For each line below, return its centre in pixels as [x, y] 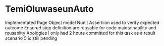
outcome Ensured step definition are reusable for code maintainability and [81, 27]
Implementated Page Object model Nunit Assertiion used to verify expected [82, 23]
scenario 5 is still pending [31, 38]
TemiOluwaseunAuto [50, 9]
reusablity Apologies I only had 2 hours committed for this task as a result [80, 33]
